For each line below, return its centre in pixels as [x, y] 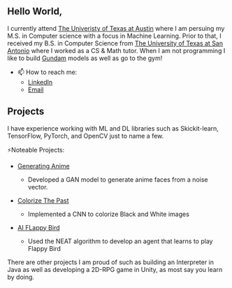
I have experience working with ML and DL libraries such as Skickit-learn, [113, 128]
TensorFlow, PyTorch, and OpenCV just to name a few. [86, 136]
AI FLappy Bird [39, 227]
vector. [38, 187]
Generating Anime [43, 166]
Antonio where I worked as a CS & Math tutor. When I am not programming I [116, 50]
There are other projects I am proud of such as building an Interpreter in [111, 262]
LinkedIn [40, 82]
